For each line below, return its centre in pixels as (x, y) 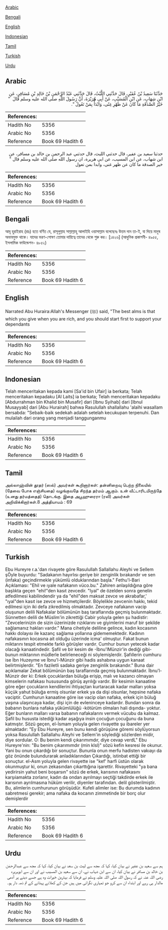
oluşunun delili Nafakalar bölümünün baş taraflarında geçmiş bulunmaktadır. (83, 612)
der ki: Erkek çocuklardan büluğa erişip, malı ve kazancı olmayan (87, 676)
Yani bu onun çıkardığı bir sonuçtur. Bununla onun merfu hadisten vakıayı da (83, 750)
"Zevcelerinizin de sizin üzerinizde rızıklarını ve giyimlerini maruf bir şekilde (82, 623)
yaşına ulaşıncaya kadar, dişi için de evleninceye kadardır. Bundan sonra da (83, 702)
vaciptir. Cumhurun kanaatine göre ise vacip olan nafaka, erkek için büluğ (81, 697)
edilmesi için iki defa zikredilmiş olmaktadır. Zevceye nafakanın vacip (76, 606)
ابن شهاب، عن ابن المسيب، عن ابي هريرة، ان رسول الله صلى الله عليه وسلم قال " (86, 159)
